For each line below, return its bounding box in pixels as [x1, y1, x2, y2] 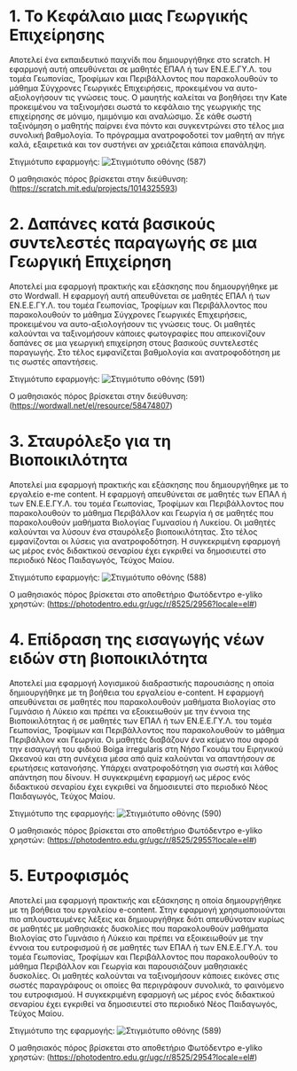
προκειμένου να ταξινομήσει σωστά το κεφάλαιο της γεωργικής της [9, 101, 262, 112]
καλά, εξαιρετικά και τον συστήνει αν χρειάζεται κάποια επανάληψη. [9, 139, 267, 150]
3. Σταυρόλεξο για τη [9, 432, 171, 451]
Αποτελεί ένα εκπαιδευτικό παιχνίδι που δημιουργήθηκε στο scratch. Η [9, 54, 270, 65]
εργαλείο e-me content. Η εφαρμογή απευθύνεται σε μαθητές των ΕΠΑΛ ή [9, 489, 287, 499]
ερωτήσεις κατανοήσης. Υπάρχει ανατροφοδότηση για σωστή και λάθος [9, 762, 279, 773]
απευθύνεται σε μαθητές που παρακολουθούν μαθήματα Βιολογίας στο [9, 696, 277, 707]
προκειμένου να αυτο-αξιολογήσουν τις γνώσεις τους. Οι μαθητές [9, 318, 256, 329]
